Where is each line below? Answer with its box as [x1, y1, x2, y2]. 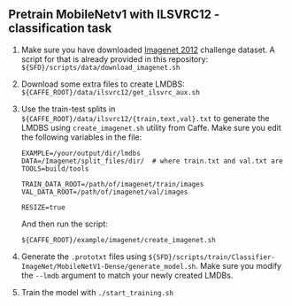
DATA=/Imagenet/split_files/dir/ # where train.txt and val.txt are [20, 157, 284, 165]
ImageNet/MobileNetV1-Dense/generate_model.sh [20, 262, 196, 271]
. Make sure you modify [195, 260, 282, 271]
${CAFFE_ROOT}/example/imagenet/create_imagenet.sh [20, 235, 216, 244]
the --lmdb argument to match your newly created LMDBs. [20, 270, 234, 280]
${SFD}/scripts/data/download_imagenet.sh [20, 63, 181, 72]
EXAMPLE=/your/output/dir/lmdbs [20, 149, 141, 157]
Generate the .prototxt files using [20, 251, 147, 262]
